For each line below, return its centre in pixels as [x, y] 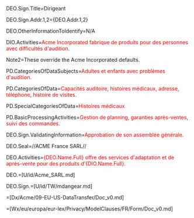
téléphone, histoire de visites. [41, 95]
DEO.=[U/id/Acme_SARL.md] [41, 175]
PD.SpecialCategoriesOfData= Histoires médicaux [65, 106]
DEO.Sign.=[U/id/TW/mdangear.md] [49, 186]
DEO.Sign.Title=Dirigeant [36, 8]
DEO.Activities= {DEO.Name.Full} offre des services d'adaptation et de [90, 157]
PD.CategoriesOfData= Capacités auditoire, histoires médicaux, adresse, [93, 89]
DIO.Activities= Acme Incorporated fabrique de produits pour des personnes [97, 42]
